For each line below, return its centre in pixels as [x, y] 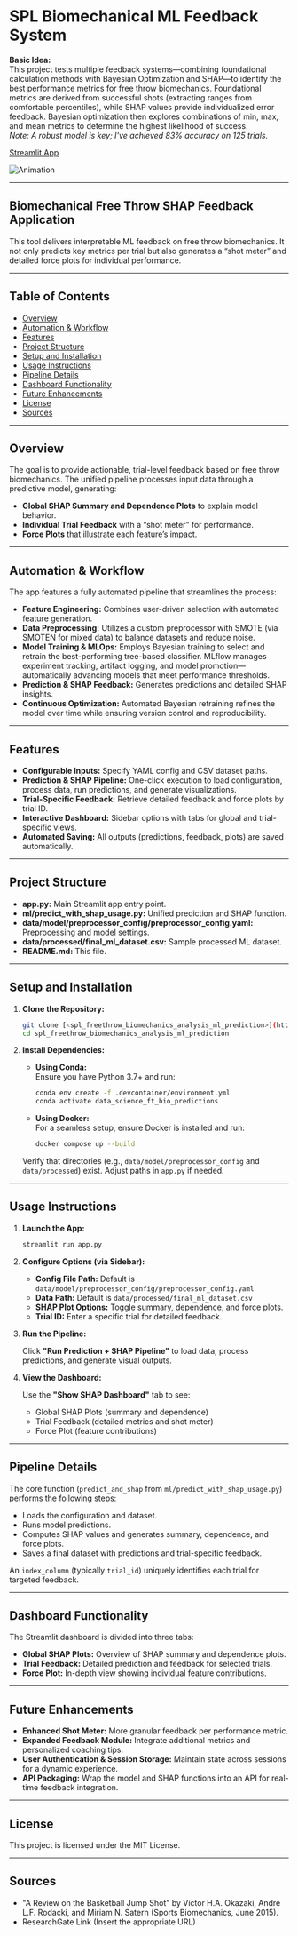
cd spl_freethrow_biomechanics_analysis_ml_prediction [125, 1033]
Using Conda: [61, 1067]
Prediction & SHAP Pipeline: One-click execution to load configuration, [152, 780]
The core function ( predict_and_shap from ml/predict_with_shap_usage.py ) [146, 1488]
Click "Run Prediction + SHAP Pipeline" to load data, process [135, 1350]
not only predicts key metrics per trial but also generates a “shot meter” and [148, 251]
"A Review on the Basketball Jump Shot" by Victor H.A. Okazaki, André [151, 1902]
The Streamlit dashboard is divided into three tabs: [102, 1637]
